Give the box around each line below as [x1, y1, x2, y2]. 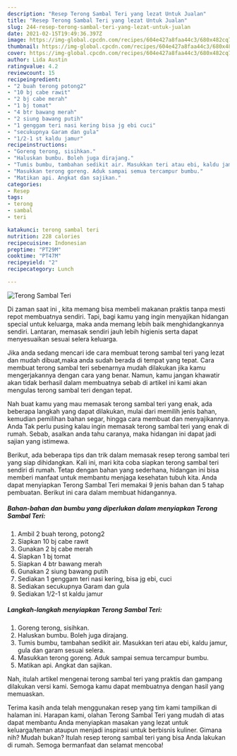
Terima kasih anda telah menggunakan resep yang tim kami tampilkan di [7, 703, 217, 712]
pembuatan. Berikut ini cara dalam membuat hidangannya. [7, 488, 177, 496]
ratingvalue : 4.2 [7, 63, 59, 70]
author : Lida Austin [7, 56, 68, 63]
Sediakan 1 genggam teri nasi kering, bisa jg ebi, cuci [17, 574, 172, 583]
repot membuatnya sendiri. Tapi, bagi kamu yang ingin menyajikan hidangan [7, 312, 229, 321]
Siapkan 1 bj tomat [17, 551, 71, 561]
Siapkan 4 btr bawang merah [17, 559, 102, 568]
